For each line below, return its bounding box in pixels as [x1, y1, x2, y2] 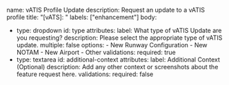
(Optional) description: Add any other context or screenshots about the [16, 63, 219, 71]
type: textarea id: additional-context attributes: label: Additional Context [16, 56, 220, 64]
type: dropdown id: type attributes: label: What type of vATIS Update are [16, 27, 222, 34]
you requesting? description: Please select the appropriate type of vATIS [16, 34, 223, 42]
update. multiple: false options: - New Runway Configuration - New [16, 41, 208, 49]
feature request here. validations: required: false [16, 70, 154, 78]
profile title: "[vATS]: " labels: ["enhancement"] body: [6, 13, 157, 21]
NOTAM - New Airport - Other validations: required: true [16, 48, 177, 56]
